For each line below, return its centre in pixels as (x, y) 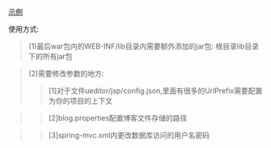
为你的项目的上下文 (80, 101)
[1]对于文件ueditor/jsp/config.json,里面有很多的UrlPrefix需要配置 (155, 91)
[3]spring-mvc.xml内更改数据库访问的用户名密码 (129, 135)
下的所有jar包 (50, 56)
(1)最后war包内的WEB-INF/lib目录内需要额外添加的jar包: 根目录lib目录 (143, 46)
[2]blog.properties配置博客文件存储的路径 (118, 118)
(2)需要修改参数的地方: (66, 74)
